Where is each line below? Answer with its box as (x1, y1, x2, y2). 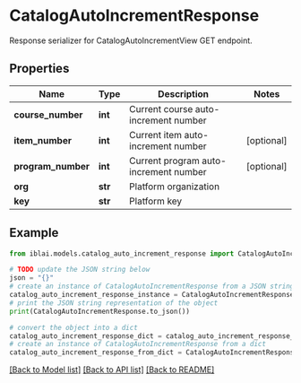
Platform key (129, 195, 183, 207)
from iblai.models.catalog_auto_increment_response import (9, 248, 235, 258)
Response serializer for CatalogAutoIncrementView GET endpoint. (9, 35, 253, 46)
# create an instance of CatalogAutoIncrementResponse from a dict (9, 340, 267, 349)
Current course (129, 102, 193, 115)
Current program (129, 154, 200, 167)
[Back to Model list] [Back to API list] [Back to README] (9, 364, 215, 375)
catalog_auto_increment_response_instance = (9, 291, 178, 300)
